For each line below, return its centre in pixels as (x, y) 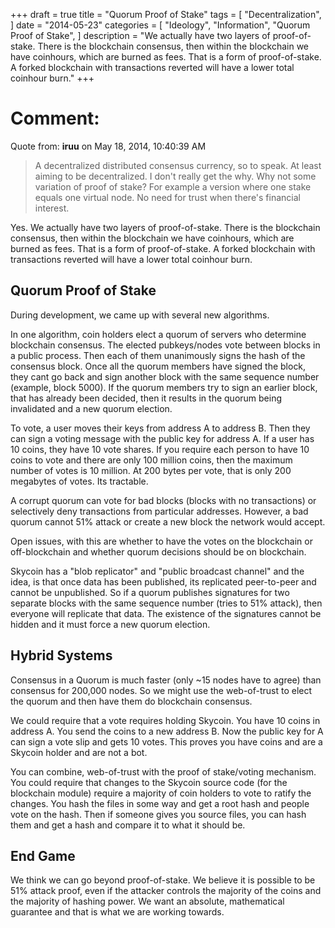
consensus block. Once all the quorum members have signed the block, (158, 366)
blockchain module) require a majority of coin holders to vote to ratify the (161, 793)
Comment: (55, 118)
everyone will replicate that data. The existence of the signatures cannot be (166, 613)
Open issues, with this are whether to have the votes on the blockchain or (161, 541)
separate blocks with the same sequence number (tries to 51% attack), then (166, 603)
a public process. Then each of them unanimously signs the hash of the (158, 355)
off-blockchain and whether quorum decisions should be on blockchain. (158, 551)
